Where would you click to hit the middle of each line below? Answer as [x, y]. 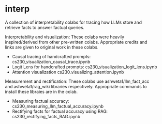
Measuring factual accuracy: [40, 101]
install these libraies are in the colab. [41, 92]
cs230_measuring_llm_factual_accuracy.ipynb [58, 106]
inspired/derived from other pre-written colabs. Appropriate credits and [76, 42]
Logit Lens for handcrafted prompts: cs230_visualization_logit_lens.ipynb [84, 67]
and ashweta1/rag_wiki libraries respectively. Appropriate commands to [76, 86]
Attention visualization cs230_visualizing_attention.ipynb [68, 72]
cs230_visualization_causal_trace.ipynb [51, 62]
